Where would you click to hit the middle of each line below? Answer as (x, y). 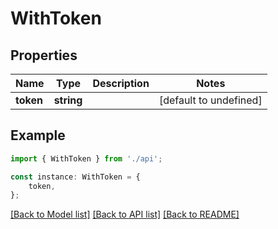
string (68, 100)
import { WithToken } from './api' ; (86, 158)
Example (38, 135)
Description (121, 83)
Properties (44, 55)
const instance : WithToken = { (75, 177)
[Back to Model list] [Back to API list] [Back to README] (125, 214)
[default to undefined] (210, 100)
